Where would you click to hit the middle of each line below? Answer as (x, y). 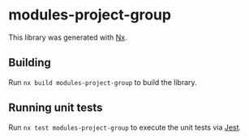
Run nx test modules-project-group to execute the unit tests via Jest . (125, 127)
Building (30, 63)
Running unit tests (56, 108)
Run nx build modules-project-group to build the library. (103, 82)
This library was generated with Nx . (68, 37)
